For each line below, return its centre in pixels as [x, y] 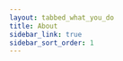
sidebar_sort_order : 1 [52, 43]
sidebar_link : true [46, 34]
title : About [34, 26]
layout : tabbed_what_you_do [62, 17]
